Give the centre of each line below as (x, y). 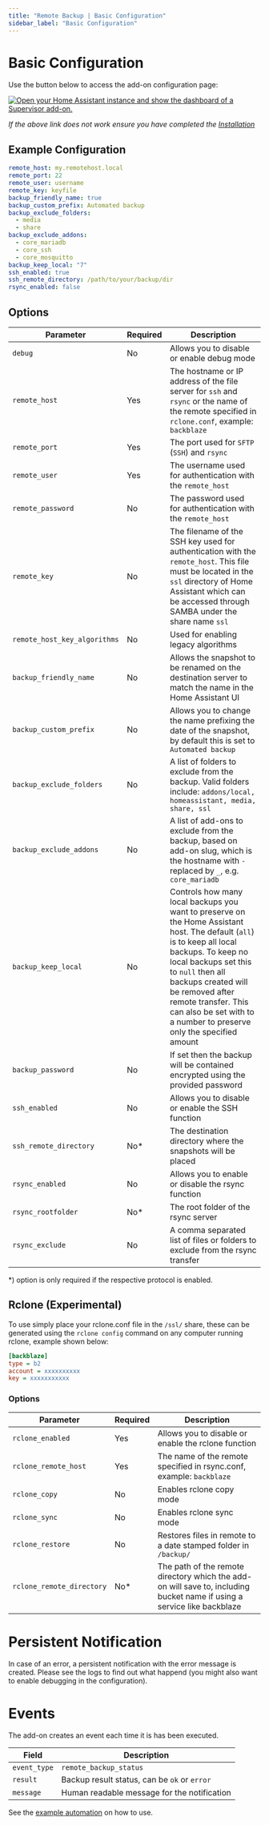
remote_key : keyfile (43, 190)
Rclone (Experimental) (65, 1305)
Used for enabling (203, 634)
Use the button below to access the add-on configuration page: (113, 85)
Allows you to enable (209, 1174)
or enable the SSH (204, 1107)
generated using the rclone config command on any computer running (126, 1333)
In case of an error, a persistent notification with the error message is (122, 1664)
